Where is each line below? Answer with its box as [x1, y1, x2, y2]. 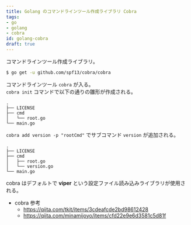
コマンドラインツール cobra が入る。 [6, 81, 94, 88]
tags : [6, 14, 19, 20]
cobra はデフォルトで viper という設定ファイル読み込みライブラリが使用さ [6, 179, 186, 186]
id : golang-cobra [6, 36, 48, 41]
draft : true [6, 41, 35, 47]
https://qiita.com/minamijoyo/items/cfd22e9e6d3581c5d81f [23, 212, 166, 219]
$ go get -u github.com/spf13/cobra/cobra [6, 70, 111, 75]
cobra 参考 [14, 199, 41, 206]
